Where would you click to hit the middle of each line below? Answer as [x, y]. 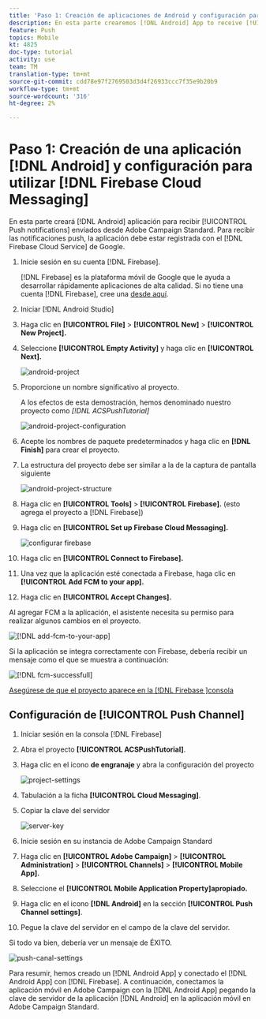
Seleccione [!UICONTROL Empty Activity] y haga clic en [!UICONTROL [137, 349]
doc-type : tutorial [41, 52]
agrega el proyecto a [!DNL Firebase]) [82, 513]
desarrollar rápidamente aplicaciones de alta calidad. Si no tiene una [132, 286]
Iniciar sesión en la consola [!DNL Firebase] [91, 733]
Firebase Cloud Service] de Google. [67, 247]
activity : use [32, 60]
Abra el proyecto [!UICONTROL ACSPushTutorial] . [103, 749]
